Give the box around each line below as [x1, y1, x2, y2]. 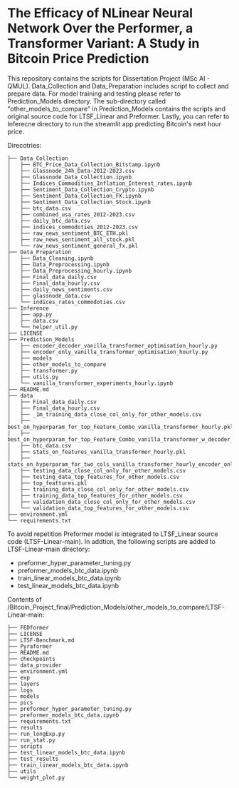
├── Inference [7, 305, 50, 312]
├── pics [7, 699, 33, 706]
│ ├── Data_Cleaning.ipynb [7, 255, 94, 262]
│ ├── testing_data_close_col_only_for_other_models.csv [7, 467, 186, 474]
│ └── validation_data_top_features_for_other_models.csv [7, 505, 190, 512]
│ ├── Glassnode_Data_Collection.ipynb [7, 173, 132, 181]
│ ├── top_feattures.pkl [7, 480, 87, 487]
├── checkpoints [7, 655, 55, 662]
